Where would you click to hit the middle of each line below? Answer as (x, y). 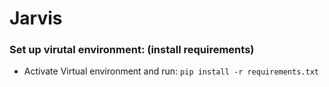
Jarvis (36, 18)
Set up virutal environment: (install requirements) (132, 50)
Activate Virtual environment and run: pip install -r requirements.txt (171, 71)
